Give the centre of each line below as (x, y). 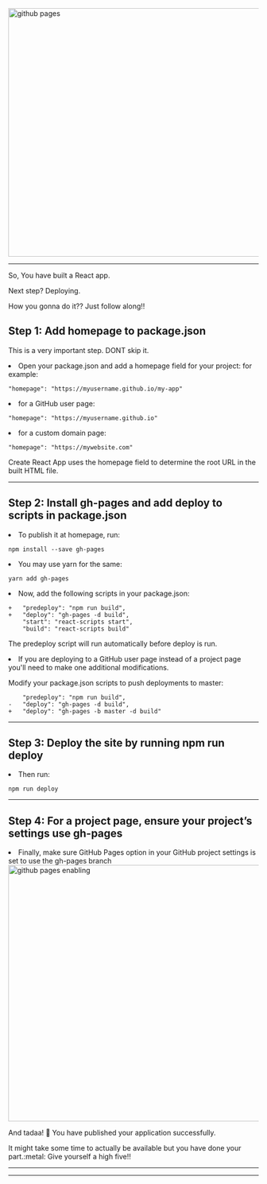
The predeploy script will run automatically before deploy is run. (113, 643)
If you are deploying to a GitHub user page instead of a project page (130, 658)
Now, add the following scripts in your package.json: (104, 593)
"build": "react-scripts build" (76, 629)
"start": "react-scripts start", (78, 622)
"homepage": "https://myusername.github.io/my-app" (95, 389)
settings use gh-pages (66, 833)
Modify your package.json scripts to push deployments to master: (116, 682)
